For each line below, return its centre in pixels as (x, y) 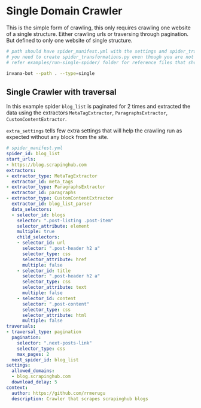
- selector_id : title (44, 271)
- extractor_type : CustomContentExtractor (60, 198)
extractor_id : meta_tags (42, 182)
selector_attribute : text (54, 288)
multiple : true (36, 232)
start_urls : (21, 159)
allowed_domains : (33, 371)
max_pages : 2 (33, 354)
